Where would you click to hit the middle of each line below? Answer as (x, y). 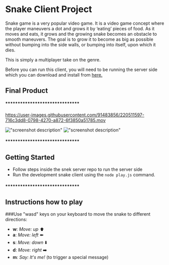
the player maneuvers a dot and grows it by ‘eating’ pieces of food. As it (80, 28)
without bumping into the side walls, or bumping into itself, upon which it (80, 44)
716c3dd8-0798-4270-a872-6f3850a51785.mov (55, 120)
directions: (16, 220)
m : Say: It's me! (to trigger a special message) (61, 257)
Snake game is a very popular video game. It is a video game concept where (85, 23)
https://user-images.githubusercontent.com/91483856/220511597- (75, 115)
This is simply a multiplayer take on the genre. (53, 59)
